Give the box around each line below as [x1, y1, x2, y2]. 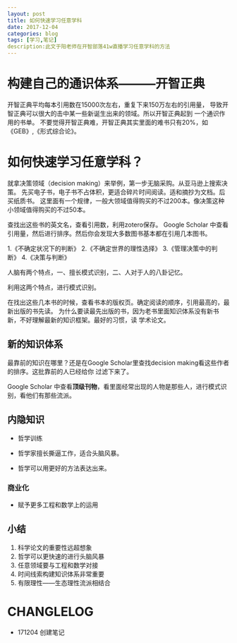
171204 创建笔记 [17, 627, 65, 636]
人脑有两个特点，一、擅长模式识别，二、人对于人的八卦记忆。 [7, 268, 187, 276]
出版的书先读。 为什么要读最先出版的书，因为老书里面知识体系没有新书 [13, 306, 219, 315]
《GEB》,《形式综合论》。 [7, 126, 81, 135]
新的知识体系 [7, 338, 63, 350]
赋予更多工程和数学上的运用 [17, 500, 99, 509]
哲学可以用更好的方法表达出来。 [17, 464, 111, 472]
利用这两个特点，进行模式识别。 [7, 283, 100, 292]
